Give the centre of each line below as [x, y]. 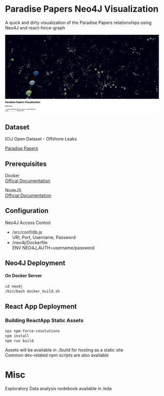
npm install [17, 336]
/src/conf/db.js [27, 232]
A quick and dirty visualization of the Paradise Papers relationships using [78, 23]
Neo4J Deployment [35, 263]
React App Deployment [41, 306]
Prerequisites [26, 164]
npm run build [20, 341]
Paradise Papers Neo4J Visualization [82, 9]
